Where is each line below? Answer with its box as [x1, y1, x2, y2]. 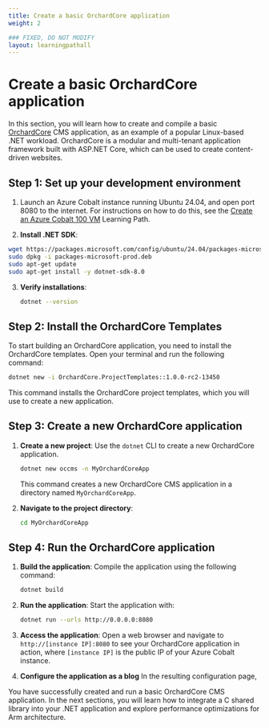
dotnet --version [19, 298, 78, 306]
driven [8, 153, 30, 162]
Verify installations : [19, 282, 87, 292]
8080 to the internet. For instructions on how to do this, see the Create [19, 206, 253, 215]
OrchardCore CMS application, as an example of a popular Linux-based [8, 127, 244, 137]
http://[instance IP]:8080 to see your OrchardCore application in [19, 639, 240, 649]
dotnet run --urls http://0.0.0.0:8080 [19, 616, 154, 624]
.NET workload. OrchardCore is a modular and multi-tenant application [8, 136, 241, 146]
